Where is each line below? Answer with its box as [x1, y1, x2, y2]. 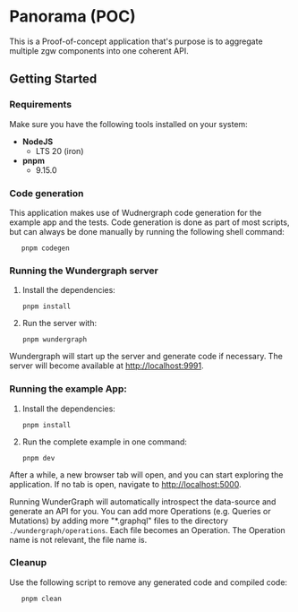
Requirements [9, 99, 72, 111]
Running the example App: [9, 383, 127, 395]
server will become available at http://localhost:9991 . [9, 360, 204, 371]
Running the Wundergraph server [9, 264, 159, 277]
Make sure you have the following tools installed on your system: [9, 118, 248, 129]
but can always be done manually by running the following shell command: [9, 226, 285, 237]
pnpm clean [21, 594, 63, 603]
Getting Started [9, 72, 98, 87]
